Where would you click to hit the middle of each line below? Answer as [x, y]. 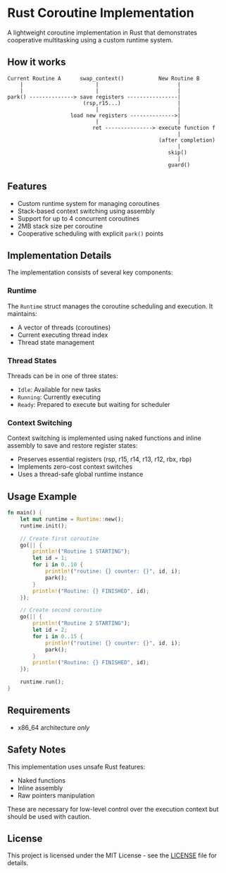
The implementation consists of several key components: [90, 272]
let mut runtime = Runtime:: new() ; [72, 519]
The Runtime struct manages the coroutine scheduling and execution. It [110, 306]
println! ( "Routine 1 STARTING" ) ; [82, 551]
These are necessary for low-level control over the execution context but [113, 809]
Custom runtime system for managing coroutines [88, 203]
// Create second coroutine [61, 610]
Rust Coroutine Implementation [101, 13]
